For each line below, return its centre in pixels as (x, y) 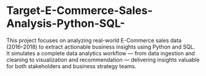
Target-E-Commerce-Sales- (80, 11)
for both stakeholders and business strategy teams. (71, 66)
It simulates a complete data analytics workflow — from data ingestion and (101, 53)
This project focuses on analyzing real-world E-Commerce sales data (94, 40)
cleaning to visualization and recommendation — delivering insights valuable (103, 60)
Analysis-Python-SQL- (66, 23)
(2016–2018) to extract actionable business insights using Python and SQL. (101, 47)
